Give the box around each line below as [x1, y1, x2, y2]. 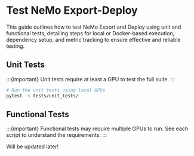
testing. [6, 42, 25, 50]
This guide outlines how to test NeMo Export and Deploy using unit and [6, 23, 181, 30]
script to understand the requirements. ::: [6, 131, 107, 139]
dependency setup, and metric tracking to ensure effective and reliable [6, 36, 181, 43]
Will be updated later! [6, 143, 59, 150]
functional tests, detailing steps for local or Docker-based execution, [6, 29, 175, 36]
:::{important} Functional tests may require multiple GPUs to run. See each [6, 125, 189, 132]
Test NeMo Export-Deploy [6, 4, 138, 17]
